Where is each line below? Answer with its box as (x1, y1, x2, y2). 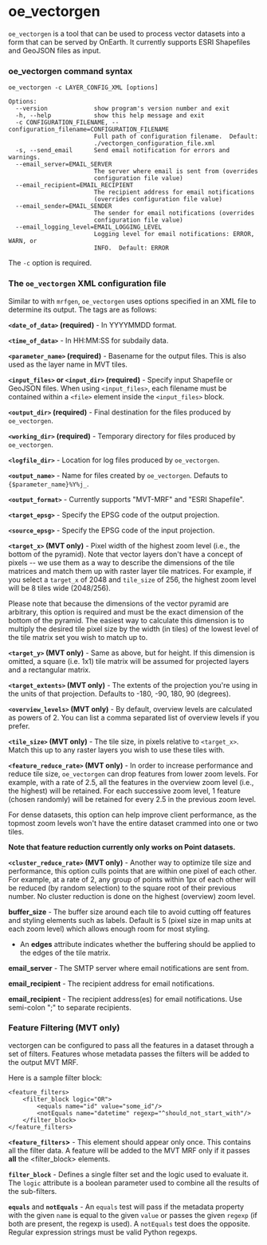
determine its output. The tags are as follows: (8, 304, 157, 314)
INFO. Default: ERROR (93, 244, 170, 253)
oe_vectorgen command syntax (8, 65, 133, 77)
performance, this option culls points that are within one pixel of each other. (8, 866, 257, 875)
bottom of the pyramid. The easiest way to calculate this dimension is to (8, 615, 245, 625)
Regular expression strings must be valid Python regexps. (8, 1227, 198, 1237)
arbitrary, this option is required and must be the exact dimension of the (8, 607, 244, 616)
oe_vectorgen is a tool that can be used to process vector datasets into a (8, 29, 245, 38)
